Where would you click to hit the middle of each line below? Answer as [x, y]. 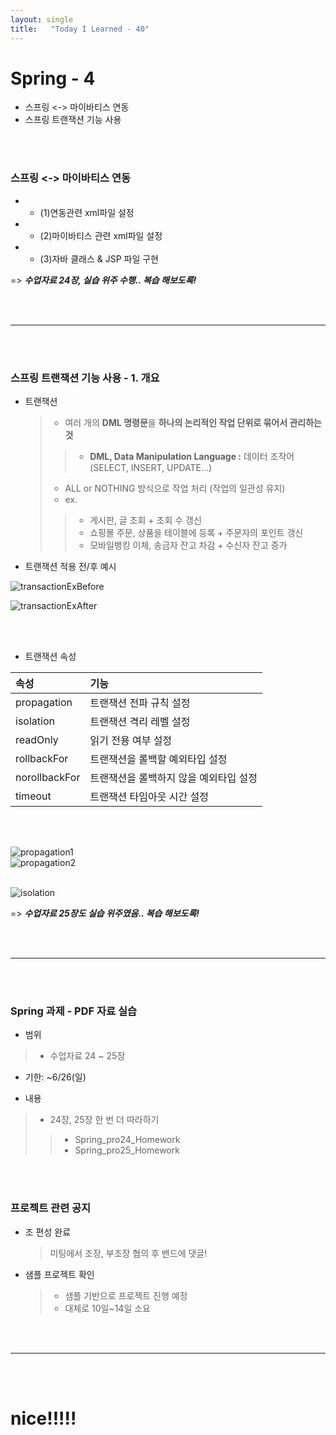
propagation [44, 703]
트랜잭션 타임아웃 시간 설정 [149, 797]
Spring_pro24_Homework [127, 1140]
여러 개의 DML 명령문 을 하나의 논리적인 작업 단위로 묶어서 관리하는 [193, 423]
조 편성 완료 [48, 1232]
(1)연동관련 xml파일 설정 [87, 212]
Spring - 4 [53, 78]
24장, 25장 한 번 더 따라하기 [104, 1120]
